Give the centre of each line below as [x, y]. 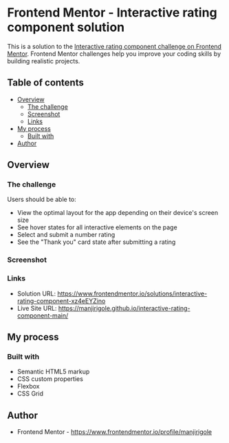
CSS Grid [30, 393]
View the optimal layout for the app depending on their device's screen [118, 213]
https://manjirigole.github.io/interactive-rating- [124, 308]
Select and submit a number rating [66, 235]
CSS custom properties [50, 379]
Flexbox [28, 387]
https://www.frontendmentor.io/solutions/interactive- [132, 293]
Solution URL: [36, 293]
